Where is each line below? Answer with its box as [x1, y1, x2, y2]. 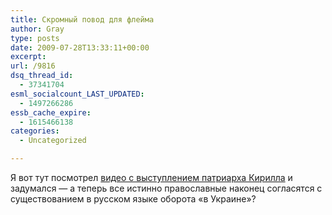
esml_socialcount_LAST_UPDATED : [10, 89, 145, 99]
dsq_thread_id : [10, 71, 74, 81]
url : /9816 [10, 61, 56, 71]
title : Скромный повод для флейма [10, 14, 155, 25]
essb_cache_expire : [10, 107, 92, 118]
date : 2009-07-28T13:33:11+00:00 [10, 42, 150, 53]
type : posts [10, 33, 60, 43]
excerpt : [10, 52, 47, 62]
